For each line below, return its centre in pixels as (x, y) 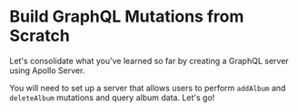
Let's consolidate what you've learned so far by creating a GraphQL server (149, 61)
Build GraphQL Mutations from (127, 17)
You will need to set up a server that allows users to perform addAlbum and (148, 88)
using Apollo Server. (47, 70)
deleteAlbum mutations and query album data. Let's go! (112, 98)
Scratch (40, 36)
